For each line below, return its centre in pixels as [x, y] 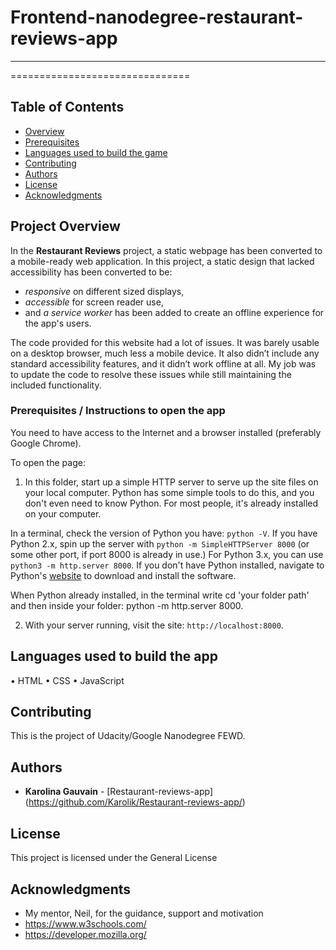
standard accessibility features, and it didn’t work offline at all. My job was [163, 363]
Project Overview [65, 226]
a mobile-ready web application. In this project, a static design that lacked [162, 261]
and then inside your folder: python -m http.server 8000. [127, 605]
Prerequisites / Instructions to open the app [118, 411]
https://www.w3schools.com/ [85, 923]
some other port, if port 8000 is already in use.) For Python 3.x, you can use [167, 554]
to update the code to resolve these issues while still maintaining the [151, 374]
